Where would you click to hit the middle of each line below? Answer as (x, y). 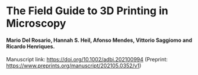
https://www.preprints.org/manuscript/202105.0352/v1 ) (74, 66)
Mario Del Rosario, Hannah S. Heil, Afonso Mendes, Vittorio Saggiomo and (99, 40)
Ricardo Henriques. (31, 46)
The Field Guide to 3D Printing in (87, 11)
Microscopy (36, 23)
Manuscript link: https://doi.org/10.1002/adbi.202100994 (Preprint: (87, 60)
